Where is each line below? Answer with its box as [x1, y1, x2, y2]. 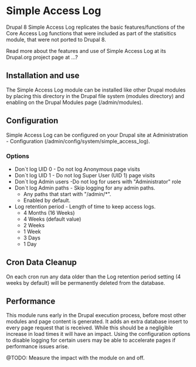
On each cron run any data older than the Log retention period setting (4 [6, 273, 181, 280]
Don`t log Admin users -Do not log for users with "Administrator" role [14, 178, 181, 185]
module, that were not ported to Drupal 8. [6, 36, 107, 43]
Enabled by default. [23, 197, 70, 204]
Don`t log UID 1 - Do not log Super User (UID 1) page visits [14, 171, 156, 179]
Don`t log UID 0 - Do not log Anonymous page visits [14, 166, 140, 173]
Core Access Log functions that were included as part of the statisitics [6, 29, 177, 36]
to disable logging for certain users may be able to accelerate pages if [6, 336, 176, 344]
